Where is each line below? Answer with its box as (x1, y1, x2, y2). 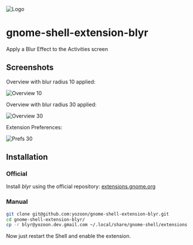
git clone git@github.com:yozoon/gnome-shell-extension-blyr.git (6, 211, 169, 217)
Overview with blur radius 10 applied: (6, 78, 96, 85)
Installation (6, 152, 48, 162)
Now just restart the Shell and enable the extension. (6, 233, 131, 240)
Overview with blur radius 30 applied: (6, 100, 97, 108)
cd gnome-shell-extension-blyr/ (6, 216, 85, 223)
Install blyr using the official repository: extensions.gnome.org (6, 183, 156, 190)
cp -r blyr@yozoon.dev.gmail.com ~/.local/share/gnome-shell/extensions (6, 222, 188, 228)
